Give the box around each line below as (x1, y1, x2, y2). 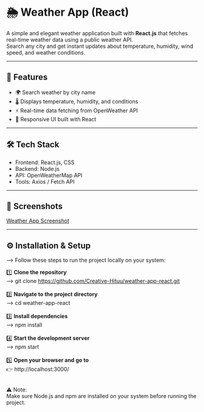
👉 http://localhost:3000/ (6, 365, 70, 373)
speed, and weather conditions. (6, 48, 86, 56)
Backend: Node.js (15, 165, 59, 172)
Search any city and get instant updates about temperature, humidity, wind (6, 42, 193, 50)
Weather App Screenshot (6, 217, 70, 225)
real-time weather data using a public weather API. (6, 36, 134, 43)
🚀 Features (6, 72, 48, 82)
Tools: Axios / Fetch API (15, 178, 75, 185)
